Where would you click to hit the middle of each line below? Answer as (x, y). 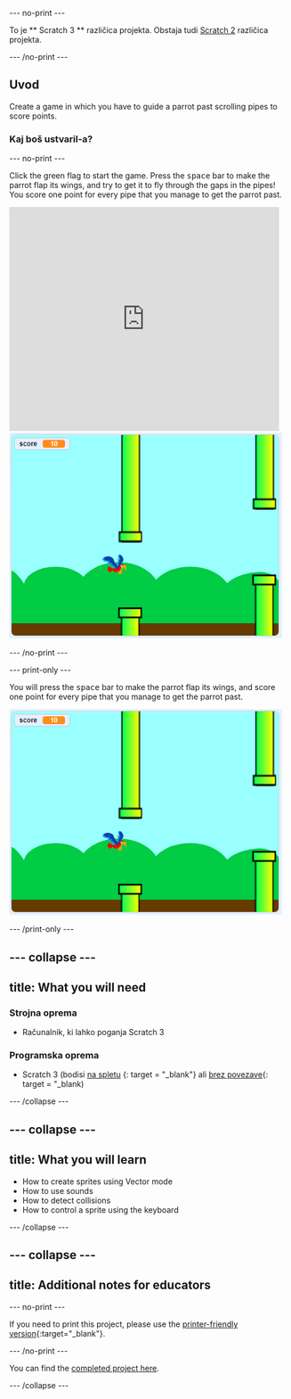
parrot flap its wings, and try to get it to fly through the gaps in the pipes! (142, 185)
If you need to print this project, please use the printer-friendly (124, 1324)
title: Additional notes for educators (110, 1285)
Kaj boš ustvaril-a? (51, 139)
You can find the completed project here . (85, 1368)
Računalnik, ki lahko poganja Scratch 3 (93, 1033)
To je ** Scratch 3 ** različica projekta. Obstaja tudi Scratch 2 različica (139, 30)
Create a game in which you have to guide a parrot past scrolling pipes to (143, 106)
